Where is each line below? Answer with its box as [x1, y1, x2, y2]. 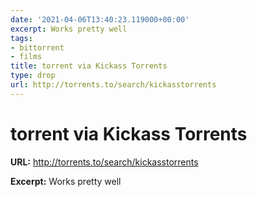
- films [10, 52, 43, 62]
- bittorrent [10, 42, 65, 53]
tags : [10, 33, 33, 43]
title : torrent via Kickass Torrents [10, 61, 168, 71]
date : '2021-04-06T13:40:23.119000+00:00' [10, 14, 190, 25]
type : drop [10, 71, 56, 81]
